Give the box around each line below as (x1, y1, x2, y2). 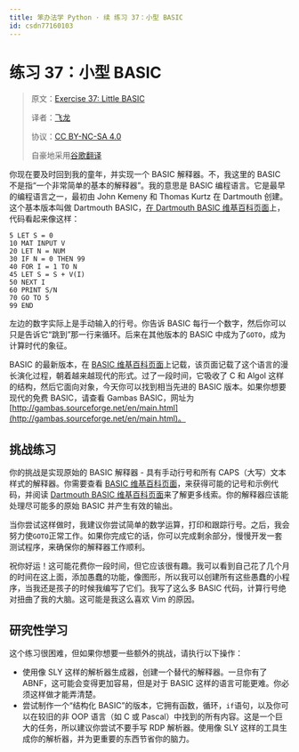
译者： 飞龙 (30, 112, 71, 123)
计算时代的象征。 (9, 340, 72, 352)
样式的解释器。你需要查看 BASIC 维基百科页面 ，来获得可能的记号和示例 (9, 478, 271, 489)
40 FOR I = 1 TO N (9, 263, 77, 271)
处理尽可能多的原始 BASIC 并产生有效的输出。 (9, 500, 178, 512)
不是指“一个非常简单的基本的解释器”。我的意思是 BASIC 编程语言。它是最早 (9, 180, 286, 191)
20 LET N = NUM (9, 247, 66, 256)
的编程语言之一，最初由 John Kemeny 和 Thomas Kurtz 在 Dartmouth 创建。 (9, 191, 287, 202)
